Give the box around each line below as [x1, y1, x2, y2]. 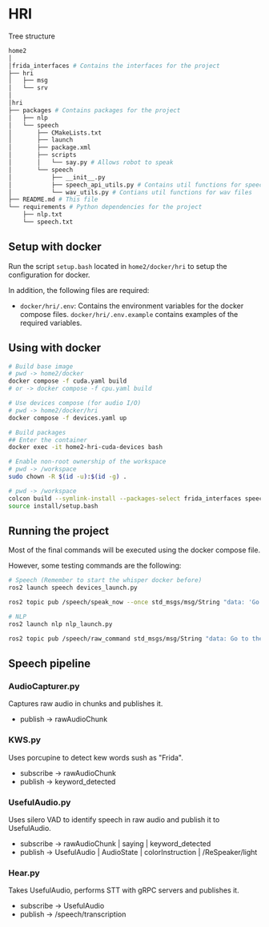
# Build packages [8, 428, 66, 436]
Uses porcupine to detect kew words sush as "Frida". [8, 752, 184, 762]
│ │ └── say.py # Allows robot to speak [8, 159, 174, 167]
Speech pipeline [8, 657, 91, 671]
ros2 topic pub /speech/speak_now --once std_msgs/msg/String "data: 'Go [8, 598, 260, 607]
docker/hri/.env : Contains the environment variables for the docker [19, 301, 244, 311]
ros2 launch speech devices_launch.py [8, 584, 138, 592]
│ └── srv [8, 84, 48, 92]
